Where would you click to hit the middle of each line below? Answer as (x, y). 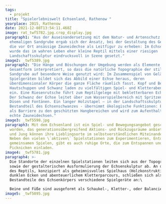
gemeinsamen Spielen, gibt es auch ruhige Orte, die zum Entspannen (82, 143)
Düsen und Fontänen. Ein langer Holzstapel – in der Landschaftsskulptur (87, 102)
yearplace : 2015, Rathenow (33, 24)
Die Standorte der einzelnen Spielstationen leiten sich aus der (78, 161)
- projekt (20, 14)
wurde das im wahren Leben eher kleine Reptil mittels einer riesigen (84, 51)
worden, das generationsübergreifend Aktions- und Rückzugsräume (78, 129)
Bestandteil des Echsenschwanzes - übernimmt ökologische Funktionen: (84, 106)
